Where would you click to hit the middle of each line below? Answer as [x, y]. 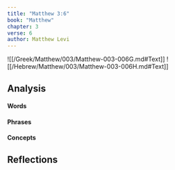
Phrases [19, 121]
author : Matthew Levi [39, 40]
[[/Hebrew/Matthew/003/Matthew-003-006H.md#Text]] [88, 67]
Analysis [27, 88]
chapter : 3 [23, 26]
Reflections [33, 159]
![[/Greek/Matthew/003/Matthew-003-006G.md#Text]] [86, 59]
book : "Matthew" [31, 20]
